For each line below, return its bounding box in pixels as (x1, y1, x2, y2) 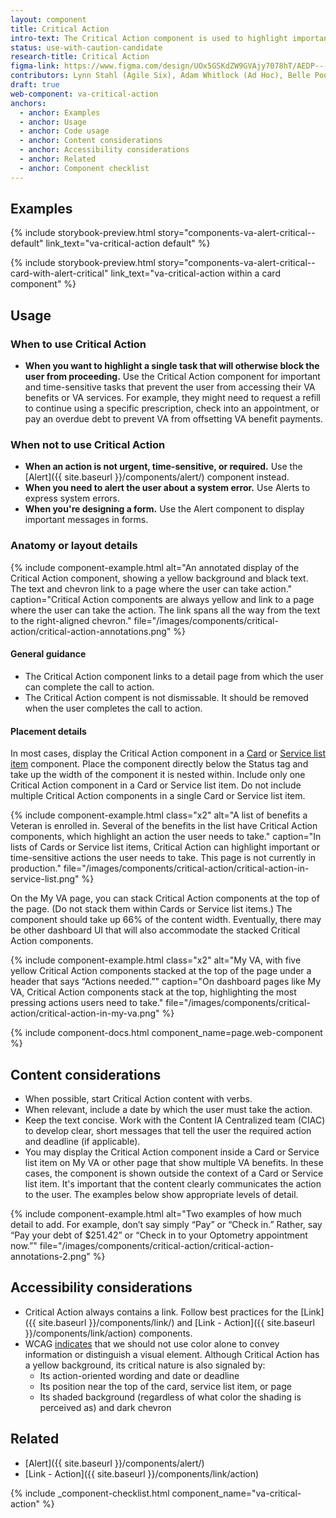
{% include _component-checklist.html (10, 1487, 170, 1499)
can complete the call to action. (24, 681, 155, 693)
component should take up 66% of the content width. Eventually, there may (10, 914, 322, 926)
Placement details (10, 725, 87, 737)
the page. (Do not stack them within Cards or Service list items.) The (10, 903, 293, 915)
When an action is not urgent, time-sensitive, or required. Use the (24, 461, 303, 473)
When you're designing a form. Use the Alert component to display (24, 503, 305, 515)
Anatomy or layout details (10, 539, 138, 553)
